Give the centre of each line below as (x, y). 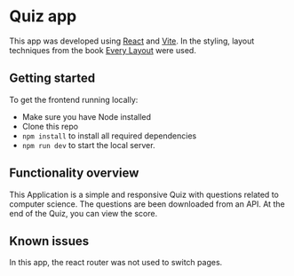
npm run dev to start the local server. (88, 145)
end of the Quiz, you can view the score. (83, 213)
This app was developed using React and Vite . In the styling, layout (132, 41)
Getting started (52, 79)
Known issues (49, 241)
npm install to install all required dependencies (109, 136)
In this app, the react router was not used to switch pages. (116, 263)
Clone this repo (50, 126)
